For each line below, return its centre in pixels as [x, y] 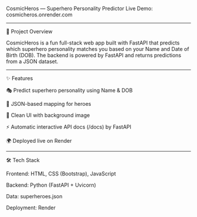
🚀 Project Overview [29, 31]
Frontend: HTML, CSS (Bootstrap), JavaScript [61, 174]
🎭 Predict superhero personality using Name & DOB [69, 90]
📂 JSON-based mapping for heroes [49, 104]
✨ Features [20, 78]
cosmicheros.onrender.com [39, 15]
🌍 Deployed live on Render [39, 141]
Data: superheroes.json [34, 196]
